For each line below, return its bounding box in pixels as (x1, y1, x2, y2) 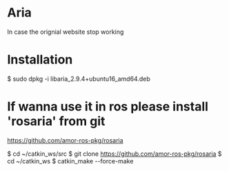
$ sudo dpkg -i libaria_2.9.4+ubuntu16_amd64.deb (7, 74, 150, 83)
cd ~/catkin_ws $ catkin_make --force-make (7, 157, 134, 165)
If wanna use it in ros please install (7, 99, 209, 114)
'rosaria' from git (7, 114, 106, 129)
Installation (7, 52, 73, 68)
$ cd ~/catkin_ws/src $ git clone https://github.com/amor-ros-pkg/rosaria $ (7, 150, 222, 158)
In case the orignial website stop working (7, 28, 124, 36)
